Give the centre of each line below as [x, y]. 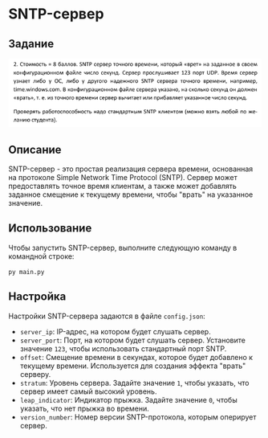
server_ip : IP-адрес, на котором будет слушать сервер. [115, 331]
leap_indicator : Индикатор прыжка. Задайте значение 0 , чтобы [129, 399]
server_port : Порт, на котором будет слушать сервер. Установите [133, 340]
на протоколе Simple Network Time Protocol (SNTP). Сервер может [123, 178]
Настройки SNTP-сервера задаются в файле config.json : [107, 316]
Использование [50, 229]
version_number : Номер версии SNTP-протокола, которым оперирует [138, 417]
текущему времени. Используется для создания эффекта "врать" [133, 366]
